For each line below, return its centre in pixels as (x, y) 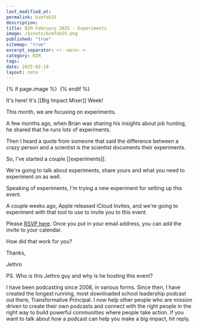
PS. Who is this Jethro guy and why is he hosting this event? (79, 276)
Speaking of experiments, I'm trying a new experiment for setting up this (94, 188)
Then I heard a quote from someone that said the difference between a (92, 141)
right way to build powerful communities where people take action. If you (95, 313)
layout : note (22, 72)
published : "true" (29, 39)
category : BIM (24, 56)
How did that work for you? (39, 242)
